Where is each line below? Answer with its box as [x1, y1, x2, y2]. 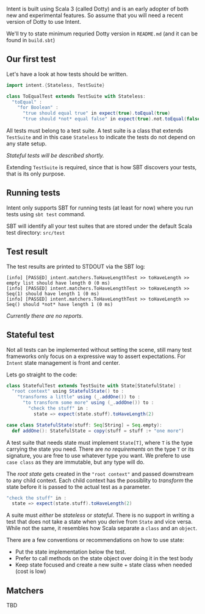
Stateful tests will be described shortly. [6, 152, 105, 159]
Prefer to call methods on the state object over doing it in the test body [15, 555, 193, 562]
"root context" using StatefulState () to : [12, 388, 124, 395]
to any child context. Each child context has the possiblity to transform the [6, 477, 193, 484]
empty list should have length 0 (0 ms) [6, 280, 111, 286]
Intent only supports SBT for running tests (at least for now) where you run [6, 204, 193, 211]
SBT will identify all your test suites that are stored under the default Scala [6, 222, 192, 230]
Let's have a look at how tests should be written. [6, 70, 128, 78]
